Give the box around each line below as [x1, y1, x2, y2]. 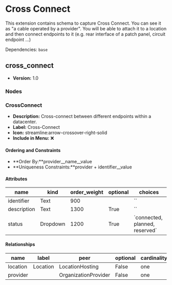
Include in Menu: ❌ [12, 135, 54, 141]
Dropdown [40, 220, 66, 227]
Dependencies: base [5, 46, 48, 52]
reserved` [134, 227, 157, 234]
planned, [134, 220, 155, 227]
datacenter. [12, 119, 37, 125]
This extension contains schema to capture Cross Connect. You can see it [5, 20, 161, 26]
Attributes [5, 176, 28, 182]
